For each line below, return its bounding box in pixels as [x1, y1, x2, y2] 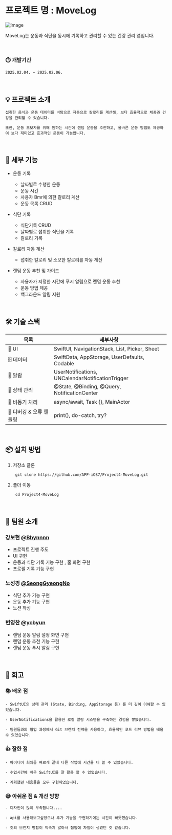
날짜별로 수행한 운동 [20, 181, 60, 187]
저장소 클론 [12, 462, 35, 468]
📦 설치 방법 [5, 446, 41, 454]
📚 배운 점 [5, 688, 28, 695]
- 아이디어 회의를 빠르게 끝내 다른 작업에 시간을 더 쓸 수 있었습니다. [5, 760, 134, 765]
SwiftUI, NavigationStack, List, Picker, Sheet [53, 345, 160, 352]
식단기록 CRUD [20, 222, 51, 228]
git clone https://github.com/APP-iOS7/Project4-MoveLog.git [15, 472, 148, 477]
